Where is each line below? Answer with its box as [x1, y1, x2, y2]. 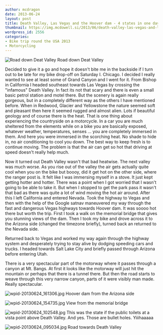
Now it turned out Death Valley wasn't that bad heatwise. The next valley [5, 158, 150, 164]
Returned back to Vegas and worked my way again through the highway [5, 235, 149, 241]
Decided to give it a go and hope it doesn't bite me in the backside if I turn [5, 66, 153, 72]
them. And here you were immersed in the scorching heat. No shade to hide [5, 134, 157, 139]
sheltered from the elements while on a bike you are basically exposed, [5, 123, 147, 129]
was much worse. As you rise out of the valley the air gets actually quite [5, 164, 149, 170]
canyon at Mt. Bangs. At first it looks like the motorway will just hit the [5, 265, 144, 271]
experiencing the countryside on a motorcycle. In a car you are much [5, 118, 143, 124]
